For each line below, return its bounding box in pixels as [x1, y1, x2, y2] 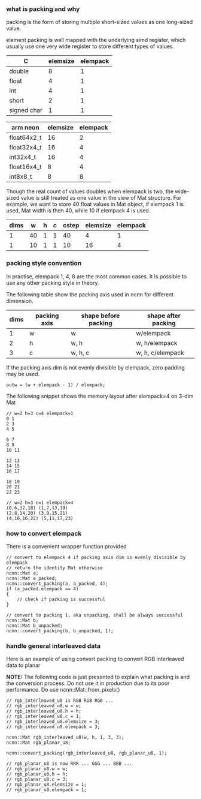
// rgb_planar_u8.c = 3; [6, 776, 68, 783]
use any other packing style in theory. [6, 279, 100, 286]
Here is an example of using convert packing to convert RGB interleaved [6, 656, 184, 663]
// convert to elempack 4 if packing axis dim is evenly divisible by [6, 554, 186, 560]
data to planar [6, 662, 41, 669]
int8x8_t [9, 173, 32, 181]
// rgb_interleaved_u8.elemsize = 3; [6, 719, 100, 725]
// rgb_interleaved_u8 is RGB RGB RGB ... [6, 698, 114, 704]
